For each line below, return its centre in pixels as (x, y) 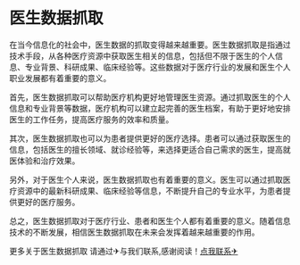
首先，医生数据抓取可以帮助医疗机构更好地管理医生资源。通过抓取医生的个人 (150, 97)
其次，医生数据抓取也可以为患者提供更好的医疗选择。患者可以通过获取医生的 (150, 138)
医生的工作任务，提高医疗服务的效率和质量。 (92, 119)
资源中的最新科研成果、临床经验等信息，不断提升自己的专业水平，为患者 (150, 190)
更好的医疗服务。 (48, 202)
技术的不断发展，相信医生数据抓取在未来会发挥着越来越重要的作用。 (134, 232)
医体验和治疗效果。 (45, 161)
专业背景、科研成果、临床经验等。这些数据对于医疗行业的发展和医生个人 (158, 67)
